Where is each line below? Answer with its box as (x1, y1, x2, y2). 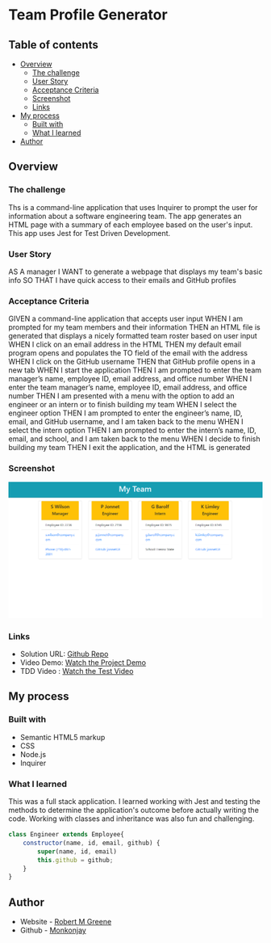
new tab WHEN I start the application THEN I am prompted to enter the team (8, 365, 262, 375)
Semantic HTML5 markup (19, 732, 106, 742)
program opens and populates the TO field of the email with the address (8, 348, 248, 358)
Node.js (19, 749, 47, 759)
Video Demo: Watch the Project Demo (19, 658, 147, 667)
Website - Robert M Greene (19, 917, 112, 927)
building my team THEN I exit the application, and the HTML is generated (8, 443, 251, 453)
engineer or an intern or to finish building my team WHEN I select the (8, 400, 237, 410)
